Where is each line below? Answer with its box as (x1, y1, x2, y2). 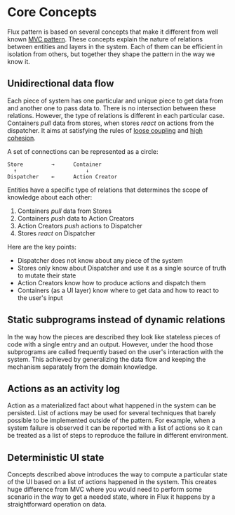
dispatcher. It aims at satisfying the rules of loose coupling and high (7, 126, 203, 134)
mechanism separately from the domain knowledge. (7, 363, 158, 371)
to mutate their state (17, 271, 76, 280)
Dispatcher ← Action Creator (7, 173, 118, 180)
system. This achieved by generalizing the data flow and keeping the (7, 355, 206, 363)
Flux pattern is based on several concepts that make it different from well (7, 27, 219, 36)
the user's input (17, 293, 63, 302)
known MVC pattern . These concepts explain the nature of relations (7, 34, 203, 43)
